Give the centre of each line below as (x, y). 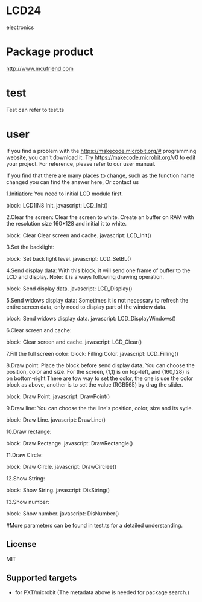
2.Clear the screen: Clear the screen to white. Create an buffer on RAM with (100, 217)
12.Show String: (26, 478)
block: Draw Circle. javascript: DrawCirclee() (62, 466)
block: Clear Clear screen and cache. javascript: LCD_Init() (79, 235)
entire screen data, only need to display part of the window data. (87, 307)
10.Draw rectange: (29, 431)
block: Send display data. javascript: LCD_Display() (69, 289)
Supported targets (42, 577)
